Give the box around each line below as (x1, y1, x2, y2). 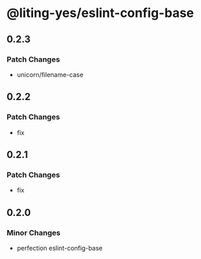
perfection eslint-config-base (16, 243, 103, 252)
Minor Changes (6, 228, 61, 238)
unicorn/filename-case (16, 70, 84, 79)
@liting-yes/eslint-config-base (6, 5, 195, 21)
